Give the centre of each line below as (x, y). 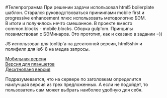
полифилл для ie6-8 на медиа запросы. (48, 49)
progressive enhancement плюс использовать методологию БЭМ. (76, 18)
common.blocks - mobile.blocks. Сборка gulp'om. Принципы (69, 29)
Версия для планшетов (30, 64)
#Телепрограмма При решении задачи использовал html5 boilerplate (80, 7)
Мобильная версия (26, 59)
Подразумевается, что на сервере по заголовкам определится (73, 79)
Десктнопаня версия (28, 69)
